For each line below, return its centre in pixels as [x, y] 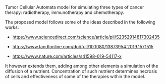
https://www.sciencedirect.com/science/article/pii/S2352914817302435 [86, 37]
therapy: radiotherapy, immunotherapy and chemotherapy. [65, 12]
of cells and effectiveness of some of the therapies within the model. [75, 76]
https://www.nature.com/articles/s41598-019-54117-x [67, 56]
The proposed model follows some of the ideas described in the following [80, 22]
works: [12, 27]
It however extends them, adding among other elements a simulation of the [82, 66]
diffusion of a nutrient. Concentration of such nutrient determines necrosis [81, 71]
